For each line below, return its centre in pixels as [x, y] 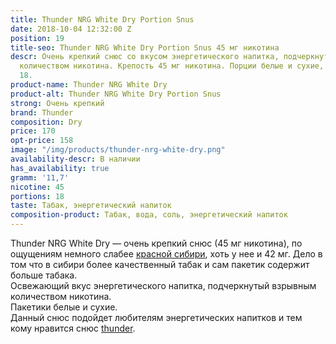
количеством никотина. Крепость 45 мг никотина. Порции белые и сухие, [172, 66]
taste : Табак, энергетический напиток [91, 206]
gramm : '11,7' [40, 177]
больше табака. [44, 275]
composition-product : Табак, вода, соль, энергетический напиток [149, 215]
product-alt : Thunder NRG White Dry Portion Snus [116, 94]
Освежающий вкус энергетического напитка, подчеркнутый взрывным [163, 285]
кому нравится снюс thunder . [73, 328]
